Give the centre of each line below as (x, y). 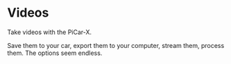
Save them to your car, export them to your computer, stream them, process (116, 45)
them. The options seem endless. (55, 53)
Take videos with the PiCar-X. (50, 32)
